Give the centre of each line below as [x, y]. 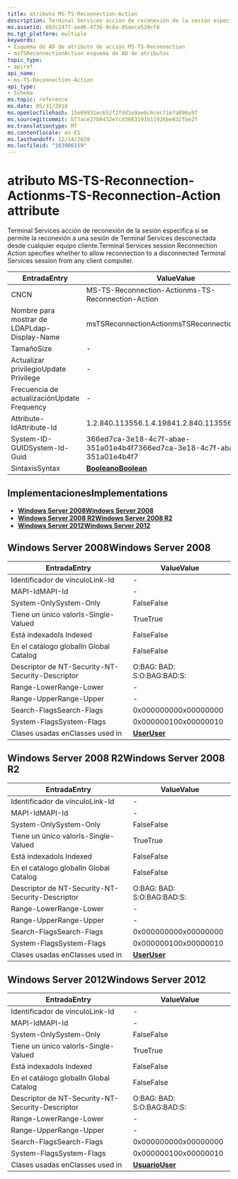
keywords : [22, 40]
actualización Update [45, 398]
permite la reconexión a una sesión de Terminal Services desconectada [112, 238]
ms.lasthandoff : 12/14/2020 [49, 139]
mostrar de [29, 320]
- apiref [20, 67]
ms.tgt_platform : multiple [47, 34]
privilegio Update [39, 369]
